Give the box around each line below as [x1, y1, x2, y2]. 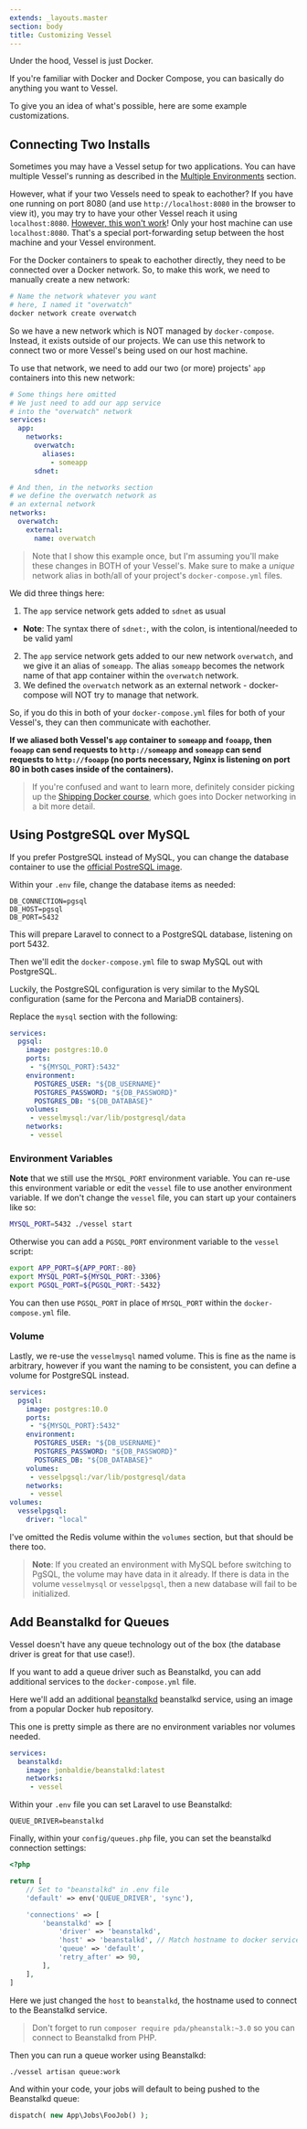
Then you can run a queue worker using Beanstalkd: [9, 2049, 206, 2060]
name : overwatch [33, 534, 96, 543]
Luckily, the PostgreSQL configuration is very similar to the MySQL [9, 984, 260, 995]
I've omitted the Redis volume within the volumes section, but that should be [9, 1531, 294, 1542]
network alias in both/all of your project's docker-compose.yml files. [31, 570, 283, 580]
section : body [9, 22, 64, 31]
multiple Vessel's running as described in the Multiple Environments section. [9, 171, 297, 182]
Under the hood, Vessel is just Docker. [9, 56, 153, 67]
